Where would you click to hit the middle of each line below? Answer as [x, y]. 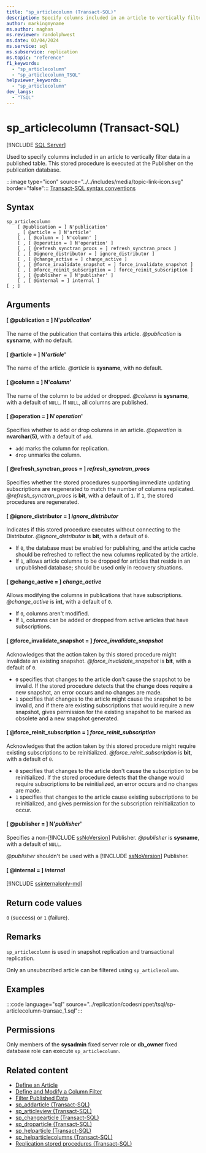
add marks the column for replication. [62, 448]
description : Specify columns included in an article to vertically [96, 18]
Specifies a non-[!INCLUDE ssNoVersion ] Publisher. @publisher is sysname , [103, 837]
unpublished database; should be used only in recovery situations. [99, 568]
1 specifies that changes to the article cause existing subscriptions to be [107, 797]
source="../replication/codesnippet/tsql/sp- [121, 1004]
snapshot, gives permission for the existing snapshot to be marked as [103, 712]
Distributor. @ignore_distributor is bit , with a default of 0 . [78, 536]
